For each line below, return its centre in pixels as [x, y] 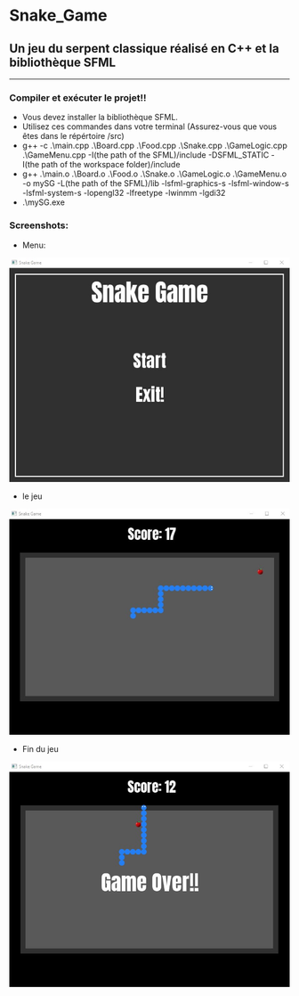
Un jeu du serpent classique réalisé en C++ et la [144, 49]
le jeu [32, 496]
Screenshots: [39, 225]
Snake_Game [59, 16]
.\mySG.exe [43, 202]
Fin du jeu [40, 749]
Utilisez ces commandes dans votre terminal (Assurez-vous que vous [149, 127]
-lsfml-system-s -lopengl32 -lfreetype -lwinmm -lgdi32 [124, 193]
